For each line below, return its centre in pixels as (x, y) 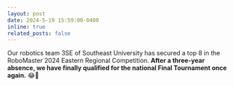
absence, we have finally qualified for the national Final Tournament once (117, 68)
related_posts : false (39, 33)
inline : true (26, 27)
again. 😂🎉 (23, 76)
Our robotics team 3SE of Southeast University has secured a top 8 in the (114, 53)
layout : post (26, 14)
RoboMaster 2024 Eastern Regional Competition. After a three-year (106, 61)
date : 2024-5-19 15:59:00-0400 (53, 20)
